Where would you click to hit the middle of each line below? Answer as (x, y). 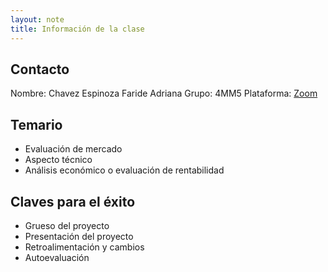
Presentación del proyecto (79, 236)
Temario (36, 124)
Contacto (40, 69)
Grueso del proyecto (67, 225)
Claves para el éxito (73, 201)
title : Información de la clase (77, 29)
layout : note (37, 19)
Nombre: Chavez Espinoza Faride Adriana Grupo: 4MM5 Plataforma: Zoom (164, 93)
